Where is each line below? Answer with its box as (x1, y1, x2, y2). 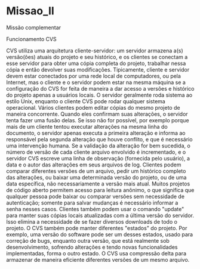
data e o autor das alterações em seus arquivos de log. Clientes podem (6, 161, 181, 168)
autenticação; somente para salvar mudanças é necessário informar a (6, 199, 179, 206)
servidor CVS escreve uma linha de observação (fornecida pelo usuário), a (6, 154, 190, 162)
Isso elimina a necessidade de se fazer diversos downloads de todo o (6, 218, 178, 225)
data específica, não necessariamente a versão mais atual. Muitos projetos (6, 180, 190, 187)
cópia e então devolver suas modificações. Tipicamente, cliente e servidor (6, 66, 190, 73)
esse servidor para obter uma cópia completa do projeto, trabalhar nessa (6, 60, 186, 67)
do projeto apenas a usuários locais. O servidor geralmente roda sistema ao (6, 91, 193, 98)
